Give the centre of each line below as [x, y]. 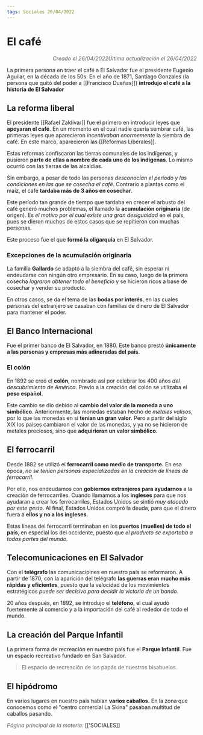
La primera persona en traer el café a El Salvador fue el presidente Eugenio [100, 70]
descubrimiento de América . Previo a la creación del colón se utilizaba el [97, 387]
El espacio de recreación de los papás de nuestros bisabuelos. [99, 668]
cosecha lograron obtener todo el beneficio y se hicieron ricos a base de [97, 281]
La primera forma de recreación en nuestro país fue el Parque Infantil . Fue [99, 649]
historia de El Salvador [36, 89]
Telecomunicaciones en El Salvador [75, 558]
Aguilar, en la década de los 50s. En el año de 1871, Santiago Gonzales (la [98, 77]
